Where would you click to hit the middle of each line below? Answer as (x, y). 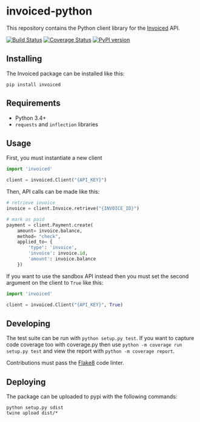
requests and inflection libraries (57, 124)
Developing (28, 323)
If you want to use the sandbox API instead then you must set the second (98, 276)
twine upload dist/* (32, 413)
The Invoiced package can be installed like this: (65, 73)
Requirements (33, 104)
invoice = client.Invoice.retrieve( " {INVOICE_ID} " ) (73, 208)
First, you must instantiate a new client (54, 158)
